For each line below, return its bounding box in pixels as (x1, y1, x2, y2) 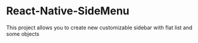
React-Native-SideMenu (6, 4, 129, 18)
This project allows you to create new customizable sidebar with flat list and (6, 24, 193, 31)
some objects (6, 30, 40, 37)
